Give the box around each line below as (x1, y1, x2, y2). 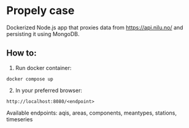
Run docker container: (15, 64, 72, 71)
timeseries (6, 115, 33, 123)
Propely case (6, 4, 75, 18)
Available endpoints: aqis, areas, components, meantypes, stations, (6, 109, 177, 116)
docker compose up (6, 76, 53, 82)
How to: (6, 48, 37, 59)
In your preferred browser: (15, 87, 83, 94)
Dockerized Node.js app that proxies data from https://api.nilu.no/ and (6, 24, 183, 31)
